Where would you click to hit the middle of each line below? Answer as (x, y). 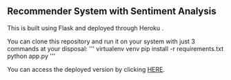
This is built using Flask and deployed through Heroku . (86, 28)
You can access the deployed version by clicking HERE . (86, 69)
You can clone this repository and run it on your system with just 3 (101, 41)
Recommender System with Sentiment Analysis (112, 11)
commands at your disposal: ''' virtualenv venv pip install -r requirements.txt (115, 48)
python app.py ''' (31, 56)
